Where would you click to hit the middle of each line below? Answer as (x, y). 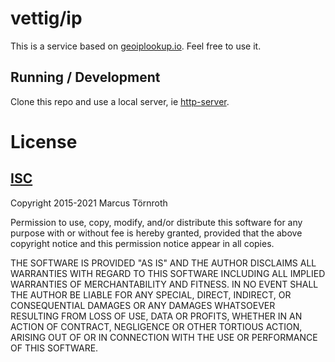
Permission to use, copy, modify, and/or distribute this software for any (156, 222)
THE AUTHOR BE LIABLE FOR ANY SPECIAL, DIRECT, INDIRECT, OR (151, 294)
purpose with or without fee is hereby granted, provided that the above (156, 233)
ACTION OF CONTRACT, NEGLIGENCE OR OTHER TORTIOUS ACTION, (156, 326)
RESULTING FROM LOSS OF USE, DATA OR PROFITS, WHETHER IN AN (156, 316)
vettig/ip (46, 18)
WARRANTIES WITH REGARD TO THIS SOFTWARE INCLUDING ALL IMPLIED (168, 273)
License (44, 141)
